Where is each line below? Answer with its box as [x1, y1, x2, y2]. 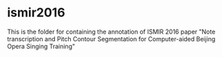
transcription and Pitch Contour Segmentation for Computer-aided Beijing [7, 34, 216, 43]
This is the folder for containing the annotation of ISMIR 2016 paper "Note [7, 27, 216, 36]
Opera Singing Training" [7, 42, 76, 50]
